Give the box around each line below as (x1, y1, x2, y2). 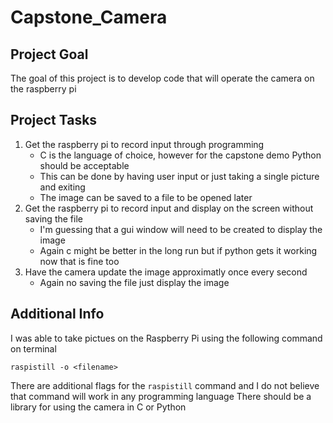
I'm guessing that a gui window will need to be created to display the (39, 223, 323, 235)
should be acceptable (39, 159, 130, 171)
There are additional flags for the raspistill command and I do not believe (10, 379, 320, 391)
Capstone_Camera (10, 6, 168, 29)
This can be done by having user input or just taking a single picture (39, 170, 320, 182)
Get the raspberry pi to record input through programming (24, 138, 265, 150)
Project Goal (10, 46, 89, 63)
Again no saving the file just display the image (39, 276, 230, 288)
